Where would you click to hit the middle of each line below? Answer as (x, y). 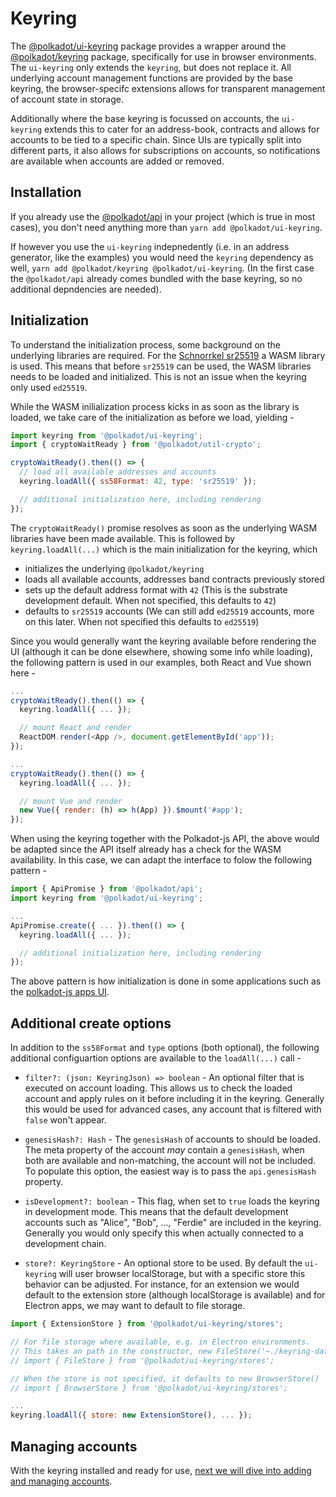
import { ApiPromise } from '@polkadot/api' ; (106, 889)
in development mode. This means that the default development (156, 1212)
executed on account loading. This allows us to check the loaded (158, 1088)
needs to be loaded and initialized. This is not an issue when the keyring (158, 376)
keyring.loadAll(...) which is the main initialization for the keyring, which (164, 549)
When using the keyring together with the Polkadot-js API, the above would (165, 839)
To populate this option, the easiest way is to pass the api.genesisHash (170, 1171)
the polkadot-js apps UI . (60, 992)
